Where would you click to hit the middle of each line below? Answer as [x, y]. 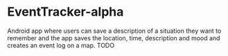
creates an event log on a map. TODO [61, 45]
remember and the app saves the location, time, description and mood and [114, 38]
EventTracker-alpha [65, 12]
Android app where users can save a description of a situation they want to [114, 31]
